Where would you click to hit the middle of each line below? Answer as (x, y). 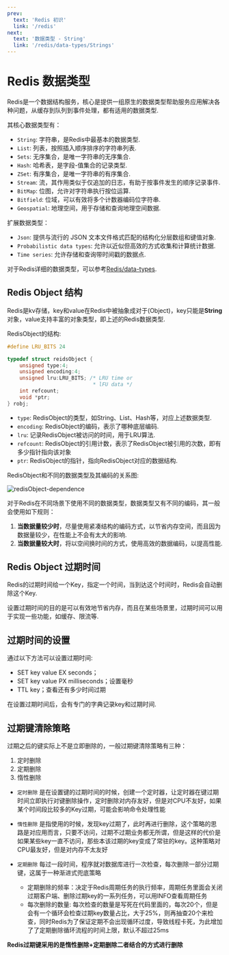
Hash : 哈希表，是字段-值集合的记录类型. (72, 165)
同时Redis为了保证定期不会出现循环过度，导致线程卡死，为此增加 (131, 922)
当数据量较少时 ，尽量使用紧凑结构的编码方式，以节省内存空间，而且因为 (119, 526)
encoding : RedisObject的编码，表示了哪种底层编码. (88, 426)
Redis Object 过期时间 (54, 567)
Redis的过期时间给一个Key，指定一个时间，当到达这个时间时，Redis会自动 (112, 585)
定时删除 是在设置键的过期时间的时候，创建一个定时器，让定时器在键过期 (118, 792)
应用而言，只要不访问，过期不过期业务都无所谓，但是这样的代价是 (128, 833)
